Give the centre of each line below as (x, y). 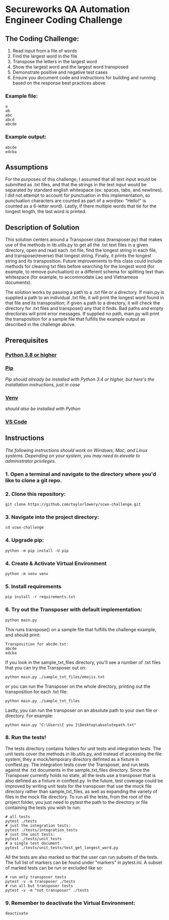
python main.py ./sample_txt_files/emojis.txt (55, 677)
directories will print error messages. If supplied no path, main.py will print (82, 314)
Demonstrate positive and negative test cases (60, 72)
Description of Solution (42, 227)
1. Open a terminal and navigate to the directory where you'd (81, 474)
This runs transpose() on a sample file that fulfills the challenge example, (81, 629)
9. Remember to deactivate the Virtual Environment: (70, 903)
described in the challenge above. (41, 325)
